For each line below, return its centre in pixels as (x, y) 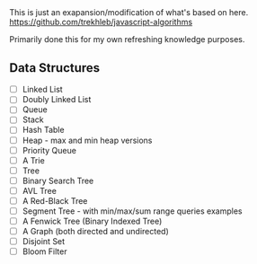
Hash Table (43, 130)
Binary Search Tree (58, 180)
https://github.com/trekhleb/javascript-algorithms (101, 22)
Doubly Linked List (57, 100)
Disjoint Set (44, 242)
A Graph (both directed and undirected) (95, 232)
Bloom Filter (44, 251)
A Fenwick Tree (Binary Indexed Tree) (92, 221)
